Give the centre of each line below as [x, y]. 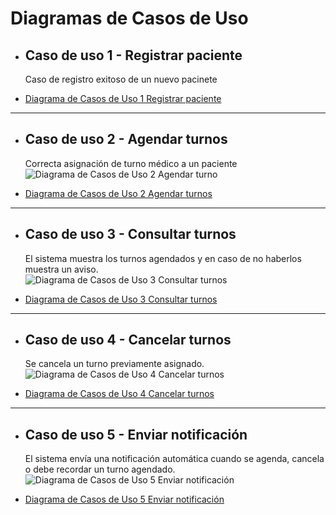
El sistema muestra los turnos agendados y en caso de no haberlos [163, 258]
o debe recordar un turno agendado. [100, 469]
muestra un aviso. [61, 269]
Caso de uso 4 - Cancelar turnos [128, 340]
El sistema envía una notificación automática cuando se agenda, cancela [174, 459]
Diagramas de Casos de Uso [129, 18]
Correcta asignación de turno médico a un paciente [131, 163]
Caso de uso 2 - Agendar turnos [126, 139]
